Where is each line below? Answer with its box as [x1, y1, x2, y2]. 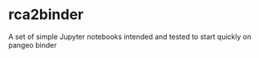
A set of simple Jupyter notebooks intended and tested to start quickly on [8, 32, 252, 41]
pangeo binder [8, 40, 58, 49]
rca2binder [8, 6, 84, 24]
